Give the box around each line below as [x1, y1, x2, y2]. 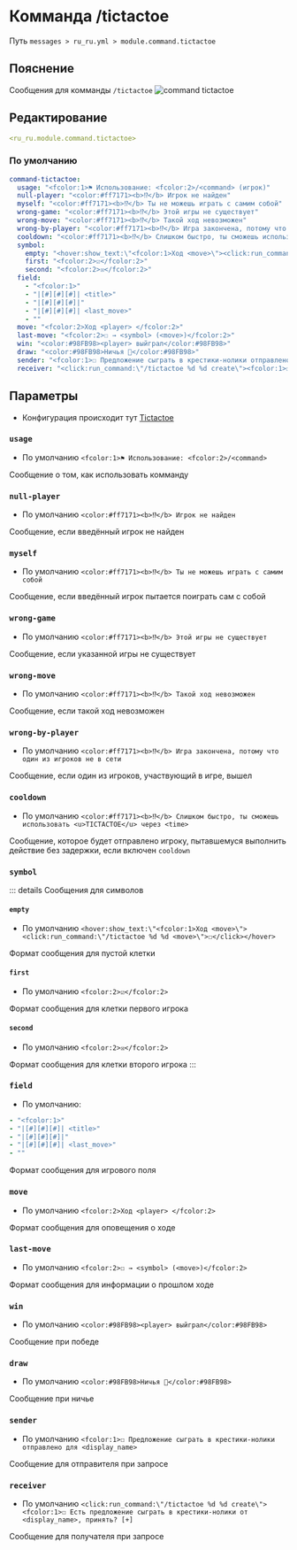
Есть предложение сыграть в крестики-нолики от [69, 1508, 248, 1516]
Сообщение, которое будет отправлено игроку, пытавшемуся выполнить [9, 835, 286, 846]
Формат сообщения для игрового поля [9, 1165, 156, 1176]
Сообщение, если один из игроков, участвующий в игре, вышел [9, 770, 253, 781]
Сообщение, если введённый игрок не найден [9, 527, 185, 537]
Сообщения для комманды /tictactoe [9, 84, 153, 95]
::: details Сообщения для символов [9, 884, 144, 895]
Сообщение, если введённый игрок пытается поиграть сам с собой [9, 591, 267, 602]
